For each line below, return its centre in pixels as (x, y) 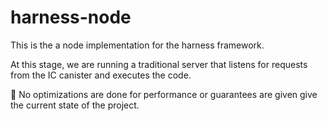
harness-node (71, 17)
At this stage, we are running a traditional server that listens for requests (159, 64)
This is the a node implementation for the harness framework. (137, 45)
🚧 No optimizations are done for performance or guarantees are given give (164, 94)
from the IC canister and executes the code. (101, 75)
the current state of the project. (75, 105)
